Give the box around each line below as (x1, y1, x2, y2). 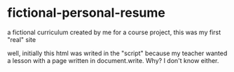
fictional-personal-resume (7, 5, 166, 21)
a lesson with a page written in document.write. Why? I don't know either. (7, 56, 219, 64)
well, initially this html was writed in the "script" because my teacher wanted (7, 49, 228, 57)
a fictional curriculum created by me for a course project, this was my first (7, 28, 221, 36)
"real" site (7, 35, 36, 43)
